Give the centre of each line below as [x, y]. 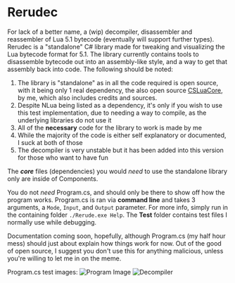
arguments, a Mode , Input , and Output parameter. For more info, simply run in [118, 207]
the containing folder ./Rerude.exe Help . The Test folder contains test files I [117, 215]
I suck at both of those [50, 142]
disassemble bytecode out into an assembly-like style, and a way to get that [117, 61]
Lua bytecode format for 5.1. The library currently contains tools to [103, 54]
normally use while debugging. [52, 222]
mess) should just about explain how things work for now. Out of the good [114, 243]
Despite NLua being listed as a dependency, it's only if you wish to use [120, 105]
